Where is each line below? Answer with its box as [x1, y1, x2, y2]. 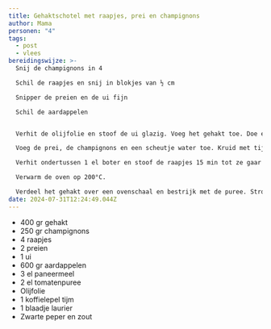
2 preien [19, 243, 48, 252]
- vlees [15, 49, 42, 57]
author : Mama [8, 19, 52, 27]
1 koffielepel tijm [19, 294, 74, 304]
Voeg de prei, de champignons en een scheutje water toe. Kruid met [15, 144, 251, 152]
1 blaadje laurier [19, 303, 73, 313]
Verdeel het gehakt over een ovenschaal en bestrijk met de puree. [15, 188, 248, 196]
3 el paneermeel [19, 269, 75, 278]
